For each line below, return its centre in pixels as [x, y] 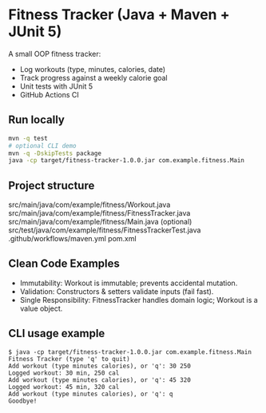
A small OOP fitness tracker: [55, 54]
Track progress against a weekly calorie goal [93, 77]
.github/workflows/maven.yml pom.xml [73, 239]
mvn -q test [28, 138]
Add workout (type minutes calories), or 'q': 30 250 [100, 366]
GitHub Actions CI [50, 94]
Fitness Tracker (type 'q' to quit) [69, 359]
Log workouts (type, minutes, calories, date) [93, 69]
